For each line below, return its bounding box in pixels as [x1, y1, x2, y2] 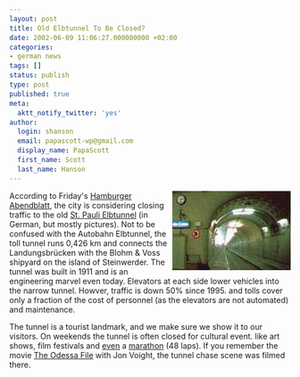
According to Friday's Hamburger [9, 190, 132, 201]
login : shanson [17, 127, 74, 136]
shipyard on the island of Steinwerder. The [9, 257, 165, 267]
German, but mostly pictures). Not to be [9, 218, 156, 229]
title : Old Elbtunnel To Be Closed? [9, 23, 146, 33]
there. [9, 359, 31, 370]
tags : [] [9, 61, 42, 70]
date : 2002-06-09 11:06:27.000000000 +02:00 [9, 33, 178, 42]
